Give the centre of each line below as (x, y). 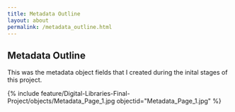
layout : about (28, 20)
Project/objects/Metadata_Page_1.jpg (61, 101)
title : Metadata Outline (44, 14)
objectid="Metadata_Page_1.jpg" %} (169, 101)
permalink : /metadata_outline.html (60, 27)
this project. (25, 80)
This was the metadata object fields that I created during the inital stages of (117, 73)
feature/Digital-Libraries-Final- (85, 94)
